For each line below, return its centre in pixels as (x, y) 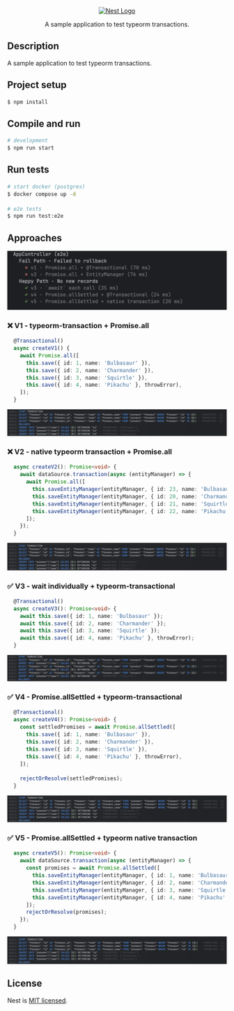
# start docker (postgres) (46, 186)
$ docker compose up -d (42, 194)
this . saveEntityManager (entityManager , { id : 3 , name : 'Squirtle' (131, 890)
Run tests (28, 170)
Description (33, 46)
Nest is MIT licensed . (38, 1000)
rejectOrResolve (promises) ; (67, 912)
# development (28, 141)
